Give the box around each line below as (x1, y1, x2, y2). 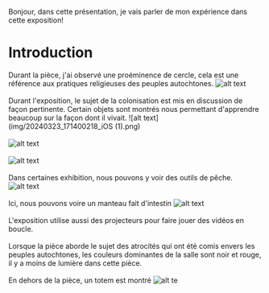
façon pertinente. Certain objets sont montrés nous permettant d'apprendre (8, 104, 259, 113)
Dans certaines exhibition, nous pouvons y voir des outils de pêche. (8, 172, 234, 182)
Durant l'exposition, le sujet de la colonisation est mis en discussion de (8, 96, 243, 105)
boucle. (8, 224, 34, 233)
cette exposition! (8, 15, 64, 25)
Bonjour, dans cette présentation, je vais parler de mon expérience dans (8, 7, 248, 16)
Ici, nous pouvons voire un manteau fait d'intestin (8, 198, 172, 208)
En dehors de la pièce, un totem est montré (8, 275, 151, 285)
